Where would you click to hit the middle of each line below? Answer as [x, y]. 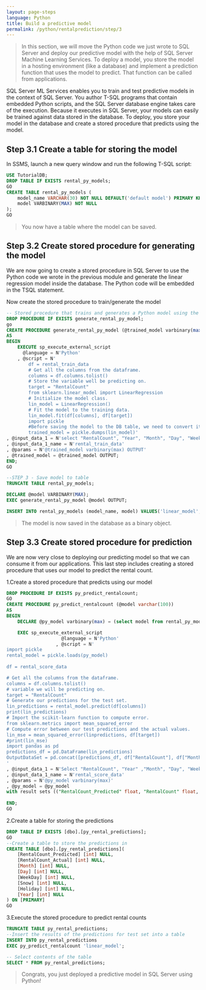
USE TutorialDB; [27, 175]
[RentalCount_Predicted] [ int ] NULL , [66, 855]
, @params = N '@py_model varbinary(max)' [60, 780]
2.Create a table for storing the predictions [60, 820]
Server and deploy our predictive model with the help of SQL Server [107, 53]
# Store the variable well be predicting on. [88, 381]
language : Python [29, 18]
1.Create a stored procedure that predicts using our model [79, 582]
